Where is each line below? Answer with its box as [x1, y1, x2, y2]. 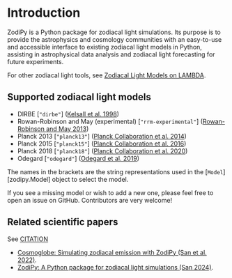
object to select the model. [52, 175, 129, 183]
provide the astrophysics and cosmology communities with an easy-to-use [7, 35, 222, 43]
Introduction [7, 5, 81, 21]
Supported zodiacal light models [7, 91, 152, 103]
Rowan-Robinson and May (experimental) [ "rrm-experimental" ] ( [17, 117, 203, 125]
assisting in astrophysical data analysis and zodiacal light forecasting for [7, 50, 215, 59]
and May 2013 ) [46, 124, 89, 133]
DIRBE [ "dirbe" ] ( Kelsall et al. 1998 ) [17, 109, 120, 118]
